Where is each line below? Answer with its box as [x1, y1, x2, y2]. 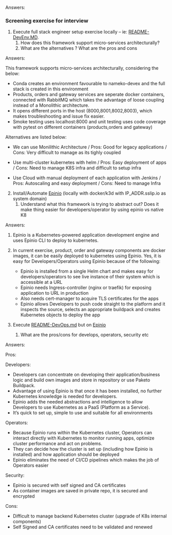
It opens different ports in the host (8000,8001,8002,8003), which [12, 108, 152, 114]
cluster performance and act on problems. [12, 441, 103, 447]
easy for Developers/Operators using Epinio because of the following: [12, 258, 161, 264]
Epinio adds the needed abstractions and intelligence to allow [12, 399, 143, 405]
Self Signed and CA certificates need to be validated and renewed [12, 524, 153, 530]
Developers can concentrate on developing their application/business [12, 372, 160, 378]
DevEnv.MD [12, 34, 37, 41]
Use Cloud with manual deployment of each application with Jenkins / [12, 175, 161, 181]
